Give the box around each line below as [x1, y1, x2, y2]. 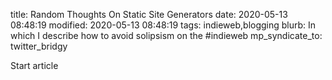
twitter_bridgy [10, 40, 68, 52]
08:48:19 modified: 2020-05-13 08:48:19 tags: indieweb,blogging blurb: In [10, 19, 317, 31]
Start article [10, 60, 59, 71]
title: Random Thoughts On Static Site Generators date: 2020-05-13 [10, 9, 288, 20]
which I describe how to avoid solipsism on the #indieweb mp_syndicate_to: [10, 30, 323, 41]
